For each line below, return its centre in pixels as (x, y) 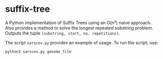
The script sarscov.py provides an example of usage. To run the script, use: (82, 42)
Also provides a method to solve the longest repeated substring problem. (79, 28)
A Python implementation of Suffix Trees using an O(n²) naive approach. (78, 23)
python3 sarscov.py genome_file (38, 52)
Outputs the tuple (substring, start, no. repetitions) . (63, 33)
